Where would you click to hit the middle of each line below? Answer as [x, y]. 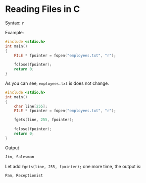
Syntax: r [15, 23]
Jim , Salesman [20, 157]
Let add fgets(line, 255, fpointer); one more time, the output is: [73, 166]
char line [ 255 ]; [31, 106]
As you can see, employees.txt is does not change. [57, 83]
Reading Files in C [43, 9]
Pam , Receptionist [24, 175]
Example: [15, 32]
